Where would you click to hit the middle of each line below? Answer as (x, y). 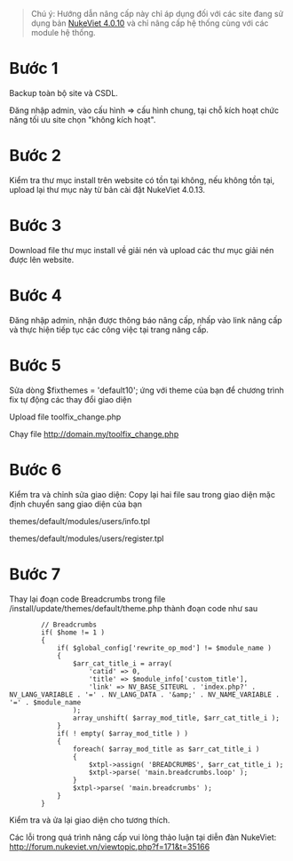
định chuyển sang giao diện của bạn (75, 504)
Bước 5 (36, 365)
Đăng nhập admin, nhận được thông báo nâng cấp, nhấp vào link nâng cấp (146, 320)
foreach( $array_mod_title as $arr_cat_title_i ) (166, 749)
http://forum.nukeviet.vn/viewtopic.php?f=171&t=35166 (110, 846)
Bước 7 (35, 574)
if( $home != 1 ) (73, 632)
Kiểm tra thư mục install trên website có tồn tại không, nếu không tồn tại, (142, 180)
